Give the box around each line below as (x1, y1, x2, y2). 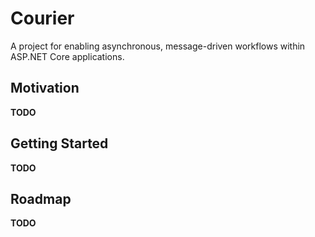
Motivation (10, 80, 80, 97)
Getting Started (10, 135, 109, 152)
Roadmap (10, 190, 72, 207)
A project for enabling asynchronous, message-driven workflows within (10, 40, 306, 52)
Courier (10, 7, 75, 30)
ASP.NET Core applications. (10, 50, 125, 62)
